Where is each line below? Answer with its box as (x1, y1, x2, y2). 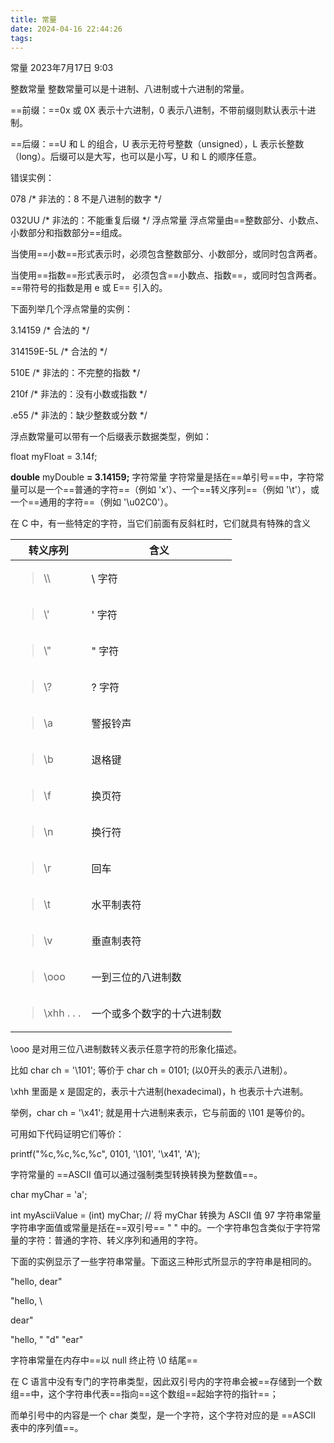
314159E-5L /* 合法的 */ (10, 346, 108, 358)
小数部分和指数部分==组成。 (10, 227, 128, 239)
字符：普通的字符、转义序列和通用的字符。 (27, 1234, 203, 1246)
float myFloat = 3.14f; (10, 451, 98, 463)
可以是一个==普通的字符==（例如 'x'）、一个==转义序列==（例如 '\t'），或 (18, 484, 320, 496)
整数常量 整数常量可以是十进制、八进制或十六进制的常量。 (10, 83, 250, 95)
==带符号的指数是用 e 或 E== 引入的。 (10, 282, 168, 294)
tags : (10, 33, 33, 43)
